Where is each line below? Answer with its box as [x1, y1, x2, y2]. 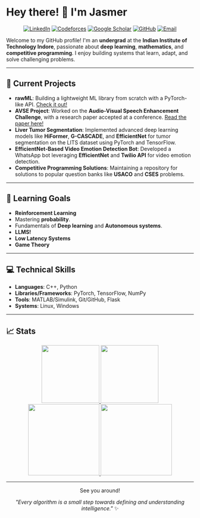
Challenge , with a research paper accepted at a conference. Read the [14, 113, 187, 121]
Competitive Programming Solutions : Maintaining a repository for [14, 164, 178, 171]
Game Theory [14, 241, 50, 248]
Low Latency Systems [14, 235, 71, 242]
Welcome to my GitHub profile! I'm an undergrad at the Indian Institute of [6, 36, 187, 44]
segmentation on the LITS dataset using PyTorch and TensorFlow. [14, 138, 177, 146]
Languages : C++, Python [14, 283, 77, 291]
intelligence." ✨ [81, 505, 119, 512]
